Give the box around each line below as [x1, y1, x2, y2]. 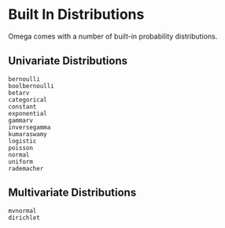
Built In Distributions [8, 6, 145, 24]
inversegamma [8, 123, 51, 131]
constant [8, 102, 37, 111]
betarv [8, 89, 30, 97]
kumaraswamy [8, 130, 47, 138]
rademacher [8, 164, 44, 172]
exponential [8, 109, 47, 117]
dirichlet [8, 214, 41, 222]
